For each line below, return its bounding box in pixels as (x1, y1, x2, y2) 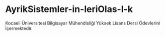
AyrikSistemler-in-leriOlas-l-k (5, 3, 133, 15)
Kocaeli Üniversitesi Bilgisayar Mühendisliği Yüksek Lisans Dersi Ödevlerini (5, 20, 160, 26)
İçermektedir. (5, 25, 33, 31)
